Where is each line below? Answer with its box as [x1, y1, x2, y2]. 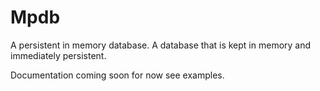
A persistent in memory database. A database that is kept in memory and [10, 39, 312, 51]
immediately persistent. [10, 49, 107, 61]
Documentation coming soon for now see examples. [10, 69, 225, 81]
